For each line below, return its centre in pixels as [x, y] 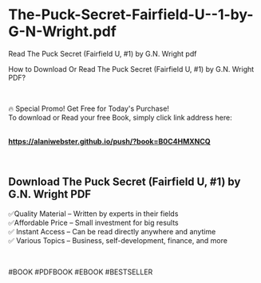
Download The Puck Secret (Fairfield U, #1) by [125, 182]
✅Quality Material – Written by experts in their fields [93, 214]
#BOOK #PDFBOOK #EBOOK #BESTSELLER [81, 272]
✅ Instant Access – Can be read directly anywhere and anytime [112, 231]
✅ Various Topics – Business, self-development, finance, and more [118, 240]
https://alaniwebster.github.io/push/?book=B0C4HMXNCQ [109, 141]
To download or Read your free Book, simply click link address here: [121, 117]
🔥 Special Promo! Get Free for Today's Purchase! [89, 108]
